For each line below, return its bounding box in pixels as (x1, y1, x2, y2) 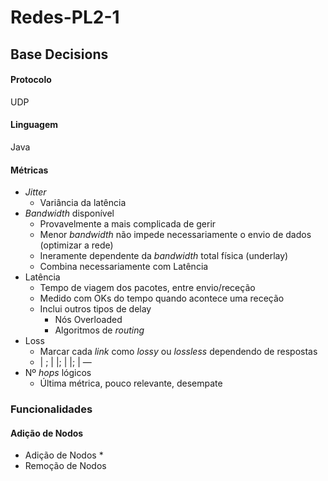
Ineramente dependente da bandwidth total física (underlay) (39, 250, 289, 262)
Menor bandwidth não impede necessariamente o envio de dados (39, 229, 312, 241)
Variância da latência (39, 197, 127, 209)
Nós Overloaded (54, 314, 123, 326)
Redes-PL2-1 (10, 6, 120, 29)
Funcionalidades (10, 402, 93, 416)
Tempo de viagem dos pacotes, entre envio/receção (39, 282, 256, 294)
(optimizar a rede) (39, 239, 114, 251)
